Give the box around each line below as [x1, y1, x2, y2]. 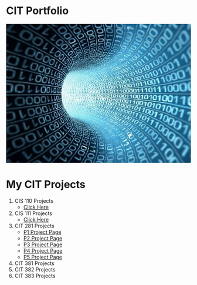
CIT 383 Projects [14, 272, 56, 279]
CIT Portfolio [6, 4, 69, 18]
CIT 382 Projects [14, 266, 56, 273]
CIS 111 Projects [14, 210, 53, 217]
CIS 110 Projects [14, 197, 54, 204]
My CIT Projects [6, 178, 86, 192]
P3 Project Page [23, 241, 63, 248]
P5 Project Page [23, 253, 63, 260]
